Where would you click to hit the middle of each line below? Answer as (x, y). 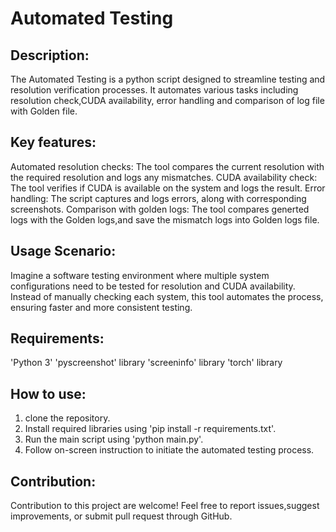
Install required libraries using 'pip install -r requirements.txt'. (150, 429)
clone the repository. (67, 418)
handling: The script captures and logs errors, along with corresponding (158, 198)
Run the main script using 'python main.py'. (114, 439)
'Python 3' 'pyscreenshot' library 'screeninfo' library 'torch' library (146, 363)
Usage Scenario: (63, 251)
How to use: (48, 393)
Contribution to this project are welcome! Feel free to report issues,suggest (165, 506)
